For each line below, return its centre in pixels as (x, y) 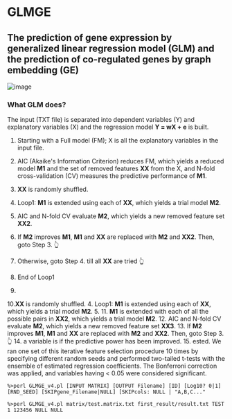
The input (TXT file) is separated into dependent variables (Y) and (101, 120)
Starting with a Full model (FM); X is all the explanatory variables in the (118, 141)
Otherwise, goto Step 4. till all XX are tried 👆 (80, 261)
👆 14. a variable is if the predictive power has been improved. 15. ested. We (114, 341)
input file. (30, 148)
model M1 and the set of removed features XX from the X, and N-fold (116, 169)
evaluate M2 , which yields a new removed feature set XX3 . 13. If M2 (105, 326)
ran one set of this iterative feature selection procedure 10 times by (103, 351)
